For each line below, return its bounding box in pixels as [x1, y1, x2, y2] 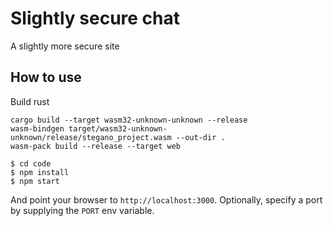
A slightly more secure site [10, 40, 120, 52]
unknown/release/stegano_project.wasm [10, 132, 172, 142]
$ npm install [10, 167, 70, 177]
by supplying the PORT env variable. [10, 204, 155, 216]
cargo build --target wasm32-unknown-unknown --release [10, 115, 248, 125]
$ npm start [10, 176, 60, 186]
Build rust [10, 95, 50, 107]
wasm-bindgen [10, 123, 65, 134]
